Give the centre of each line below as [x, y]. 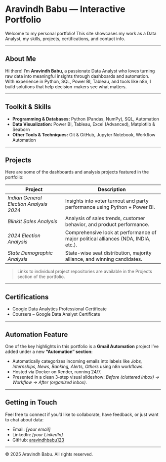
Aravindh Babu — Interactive [65, 9]
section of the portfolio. [41, 277]
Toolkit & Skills [28, 107]
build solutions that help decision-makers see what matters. [66, 87]
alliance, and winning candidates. [104, 259]
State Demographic [30, 253]
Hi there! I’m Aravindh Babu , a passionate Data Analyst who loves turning [80, 71]
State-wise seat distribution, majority [108, 253]
